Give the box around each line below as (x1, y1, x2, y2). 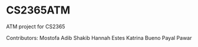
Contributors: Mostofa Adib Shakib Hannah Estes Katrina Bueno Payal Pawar (6, 34, 192, 41)
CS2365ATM (6, 4, 71, 17)
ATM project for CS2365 (6, 23, 65, 30)
